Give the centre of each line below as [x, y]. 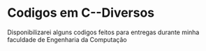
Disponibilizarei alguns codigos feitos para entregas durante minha [103, 32]
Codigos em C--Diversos [81, 13]
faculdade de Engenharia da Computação [67, 39]
